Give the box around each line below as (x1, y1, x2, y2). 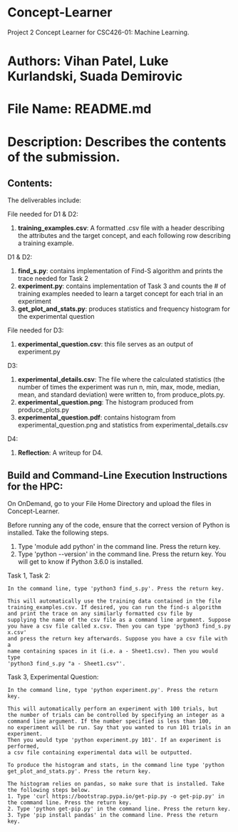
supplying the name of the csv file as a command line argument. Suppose (7, 616, 232, 624)
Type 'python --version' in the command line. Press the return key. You (17, 550, 227, 558)
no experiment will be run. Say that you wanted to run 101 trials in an (7, 724, 232, 731)
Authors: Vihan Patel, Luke (7, 53, 169, 69)
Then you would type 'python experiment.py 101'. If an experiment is (7, 737, 222, 744)
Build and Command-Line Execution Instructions (7, 469, 228, 481)
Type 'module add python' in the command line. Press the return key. (17, 543, 221, 551)
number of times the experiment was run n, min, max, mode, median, (17, 383, 221, 392)
